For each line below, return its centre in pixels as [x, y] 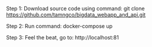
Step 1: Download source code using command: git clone [75, 9]
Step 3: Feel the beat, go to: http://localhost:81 [63, 37]
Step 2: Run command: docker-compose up [59, 26]
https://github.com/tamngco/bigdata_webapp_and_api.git [76, 15]
